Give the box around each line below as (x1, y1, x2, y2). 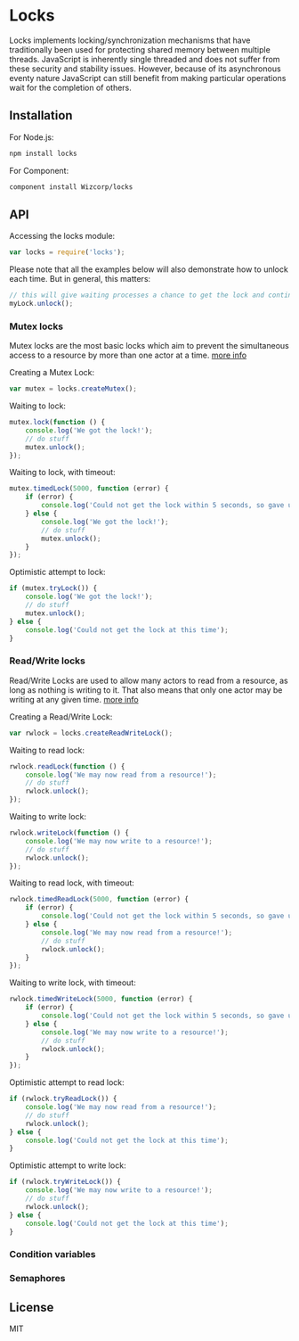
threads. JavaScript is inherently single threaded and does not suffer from (9, 53, 280, 64)
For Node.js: (9, 131, 54, 143)
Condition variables (9, 1248, 96, 1261)
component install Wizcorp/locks (9, 182, 133, 192)
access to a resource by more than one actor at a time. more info (9, 350, 247, 361)
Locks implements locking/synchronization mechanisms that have (9, 35, 251, 45)
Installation (9, 108, 73, 123)
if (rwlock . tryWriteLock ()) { (9, 1178, 122, 1187)
